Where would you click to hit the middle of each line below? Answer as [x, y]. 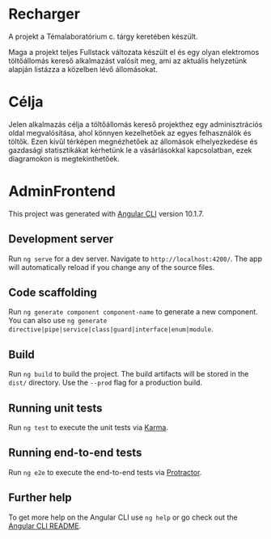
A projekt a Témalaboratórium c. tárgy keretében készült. [103, 36]
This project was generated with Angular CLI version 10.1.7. [106, 213]
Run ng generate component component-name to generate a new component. [133, 312]
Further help [40, 498]
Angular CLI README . [45, 525]
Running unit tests [55, 408]
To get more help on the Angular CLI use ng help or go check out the [123, 517]
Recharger [44, 14]
